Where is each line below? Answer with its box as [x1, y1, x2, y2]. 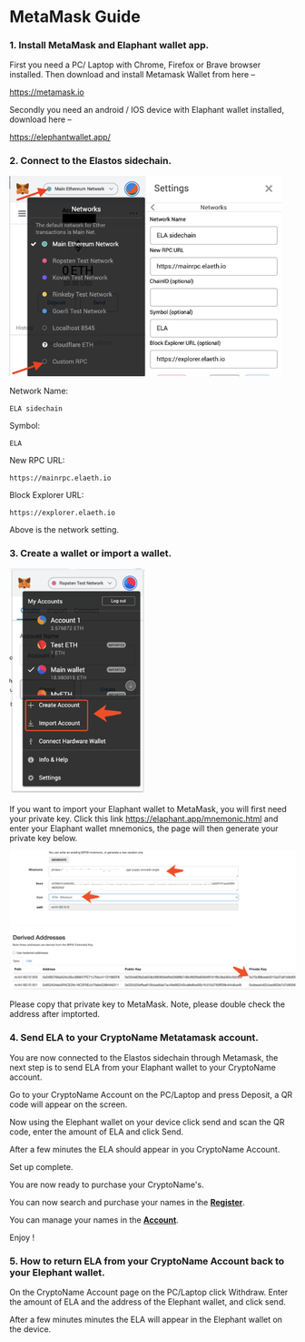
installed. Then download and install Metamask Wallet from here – [9, 69, 256, 80]
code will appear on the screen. [9, 1099, 128, 1110]
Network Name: [9, 385, 69, 396]
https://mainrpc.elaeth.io [9, 473, 112, 483]
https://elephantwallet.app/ [9, 132, 111, 143]
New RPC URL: [9, 454, 65, 465]
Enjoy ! [9, 1232, 35, 1243]
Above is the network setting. [9, 524, 120, 534]
